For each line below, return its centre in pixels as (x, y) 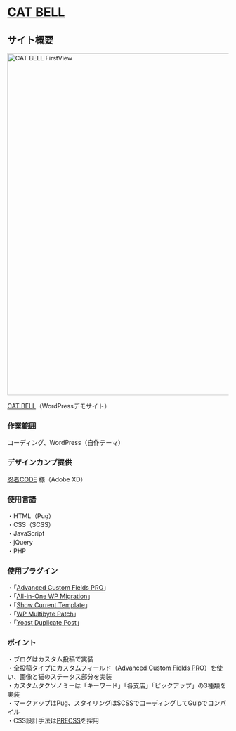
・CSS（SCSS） (31, 524)
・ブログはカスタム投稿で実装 (50, 659)
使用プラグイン (33, 571)
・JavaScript (26, 533)
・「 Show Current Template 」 (49, 605)
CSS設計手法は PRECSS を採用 (56, 720)
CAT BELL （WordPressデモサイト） (59, 406)
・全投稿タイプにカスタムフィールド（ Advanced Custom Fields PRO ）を (112, 668)
